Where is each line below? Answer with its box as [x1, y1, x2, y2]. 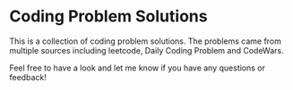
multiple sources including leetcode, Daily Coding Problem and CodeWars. [9, 45, 284, 55]
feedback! [9, 71, 47, 82]
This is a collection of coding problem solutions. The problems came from [9, 36, 282, 46]
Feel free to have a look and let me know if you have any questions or [9, 62, 266, 73]
